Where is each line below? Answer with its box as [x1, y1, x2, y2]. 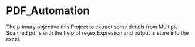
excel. [6, 35, 21, 42]
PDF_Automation [6, 4, 90, 17]
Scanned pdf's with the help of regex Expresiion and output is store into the [6, 29, 189, 36]
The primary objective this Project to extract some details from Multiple [6, 23, 179, 30]
